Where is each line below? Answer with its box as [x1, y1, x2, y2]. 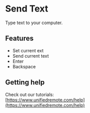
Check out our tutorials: [5, 91, 54, 97]
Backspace [12, 63, 36, 69]
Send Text [5, 3, 49, 15]
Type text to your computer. [5, 20, 63, 26]
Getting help [5, 78, 45, 87]
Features [5, 34, 34, 43]
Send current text [12, 53, 49, 59]
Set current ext [12, 47, 44, 53]
